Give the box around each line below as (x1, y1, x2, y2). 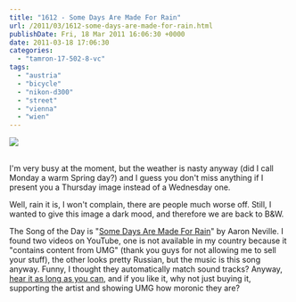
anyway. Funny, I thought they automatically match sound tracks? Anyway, (9, 264, 284, 274)
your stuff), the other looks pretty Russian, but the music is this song (9, 255, 261, 265)
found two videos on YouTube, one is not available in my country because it (9, 235, 287, 246)
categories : (9, 46, 53, 55)
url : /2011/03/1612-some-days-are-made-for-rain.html (9, 21, 214, 30)
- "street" (17, 95, 58, 105)
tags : (9, 63, 29, 72)
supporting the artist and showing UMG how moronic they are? (9, 282, 241, 294)
